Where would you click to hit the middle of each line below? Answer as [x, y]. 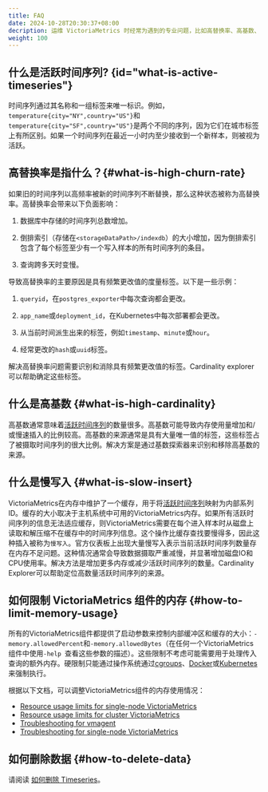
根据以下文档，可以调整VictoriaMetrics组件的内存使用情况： [107, 691]
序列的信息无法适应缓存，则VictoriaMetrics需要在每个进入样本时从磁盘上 [134, 523]
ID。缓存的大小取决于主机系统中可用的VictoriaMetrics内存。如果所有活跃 [128, 513]
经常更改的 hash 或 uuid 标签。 [66, 349]
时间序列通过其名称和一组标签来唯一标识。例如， [89, 105]
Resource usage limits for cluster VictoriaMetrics [100, 715]
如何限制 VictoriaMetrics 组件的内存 [98, 600]
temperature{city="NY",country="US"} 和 [75, 116]
